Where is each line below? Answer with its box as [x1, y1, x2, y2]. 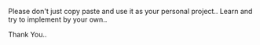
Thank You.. [8, 30, 47, 39]
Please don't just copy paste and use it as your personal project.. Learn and [8, 7, 253, 16]
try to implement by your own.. [8, 15, 108, 24]
